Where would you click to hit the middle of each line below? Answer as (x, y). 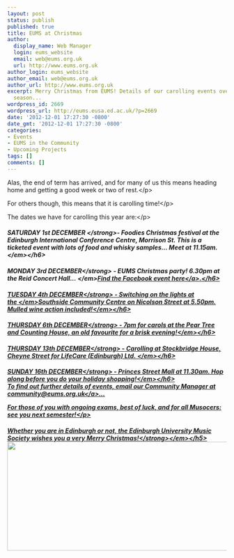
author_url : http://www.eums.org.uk (60, 85)
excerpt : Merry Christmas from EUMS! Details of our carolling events (112, 91)
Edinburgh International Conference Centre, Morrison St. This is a (104, 240)
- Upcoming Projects (37, 150)
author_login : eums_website (48, 72)
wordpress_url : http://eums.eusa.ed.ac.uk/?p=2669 (82, 111)
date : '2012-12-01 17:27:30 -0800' (59, 117)
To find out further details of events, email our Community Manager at (111, 387)
